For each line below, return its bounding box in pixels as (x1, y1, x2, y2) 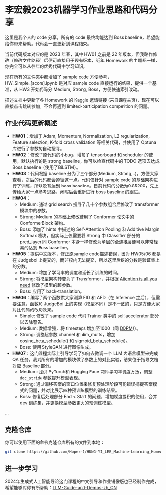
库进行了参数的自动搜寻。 (12, 145, 65, 151)
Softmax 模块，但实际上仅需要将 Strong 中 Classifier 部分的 (19, 232, 141, 238)
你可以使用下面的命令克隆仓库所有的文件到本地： (5, 439, 105, 445)
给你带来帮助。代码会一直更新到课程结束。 (5, 40, 92, 46)
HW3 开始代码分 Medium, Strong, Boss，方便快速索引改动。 (19, 86, 142, 92)
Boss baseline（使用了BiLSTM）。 (12, 164, 81, 170)
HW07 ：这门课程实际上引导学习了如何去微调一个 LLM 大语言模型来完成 (12, 350, 158, 356)
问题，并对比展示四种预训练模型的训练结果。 (28, 387, 120, 393)
